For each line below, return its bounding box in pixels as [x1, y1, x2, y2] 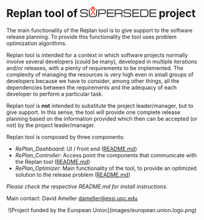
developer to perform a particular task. [6, 90, 104, 98]
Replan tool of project [6, 7, 196, 21]
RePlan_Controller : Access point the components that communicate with [15, 151, 197, 158]
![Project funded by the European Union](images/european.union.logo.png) [8, 206, 197, 213]
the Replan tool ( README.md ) [15, 158, 90, 165]
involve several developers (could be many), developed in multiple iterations [6, 58, 197, 65]
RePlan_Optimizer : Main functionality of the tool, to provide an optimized [15, 165, 197, 172]
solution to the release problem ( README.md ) [15, 171, 131, 178]
